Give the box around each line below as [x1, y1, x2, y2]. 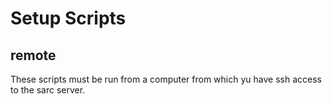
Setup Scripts [10, 7, 127, 30]
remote [10, 47, 57, 64]
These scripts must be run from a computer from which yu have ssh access [10, 73, 322, 85]
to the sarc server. [10, 84, 86, 96]
